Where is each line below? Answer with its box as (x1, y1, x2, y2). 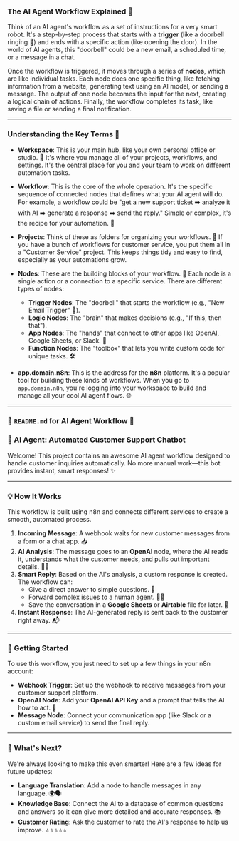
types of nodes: (17, 284, 64, 293)
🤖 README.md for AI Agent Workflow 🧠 (7, 416, 135, 425)
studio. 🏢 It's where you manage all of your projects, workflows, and (17, 153, 218, 161)
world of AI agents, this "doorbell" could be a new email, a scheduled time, (7, 46, 226, 54)
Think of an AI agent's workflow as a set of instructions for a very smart (7, 23, 218, 31)
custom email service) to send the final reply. (17, 719, 150, 727)
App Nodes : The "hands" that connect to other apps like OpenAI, (28, 328, 220, 337)
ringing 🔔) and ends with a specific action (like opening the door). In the (7, 38, 218, 46)
